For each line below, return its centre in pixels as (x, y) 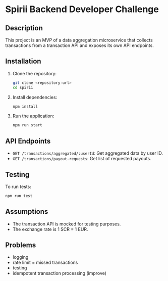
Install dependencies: (35, 97)
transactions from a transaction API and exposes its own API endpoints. (79, 45)
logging (20, 257)
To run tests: (18, 186)
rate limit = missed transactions (45, 263)
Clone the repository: (35, 73)
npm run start (27, 125)
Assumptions (27, 212)
